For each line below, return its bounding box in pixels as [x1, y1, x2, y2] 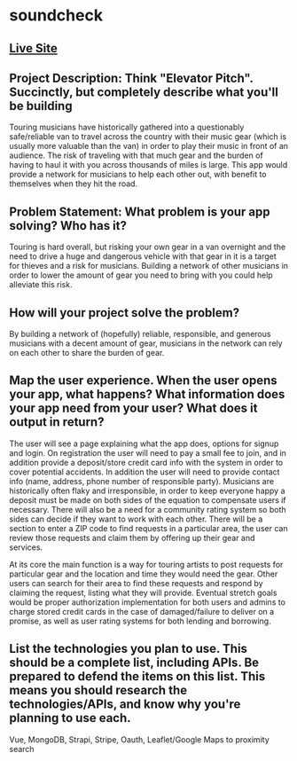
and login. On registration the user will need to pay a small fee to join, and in [9, 447, 286, 458]
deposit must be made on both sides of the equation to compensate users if [9, 494, 286, 506]
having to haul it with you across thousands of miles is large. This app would [9, 160, 288, 170]
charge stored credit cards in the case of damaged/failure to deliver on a [9, 606, 275, 616]
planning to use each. [9, 710, 131, 726]
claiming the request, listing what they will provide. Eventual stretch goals [9, 587, 277, 598]
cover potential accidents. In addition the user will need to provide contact [9, 467, 280, 477]
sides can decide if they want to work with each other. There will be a [9, 514, 263, 524]
